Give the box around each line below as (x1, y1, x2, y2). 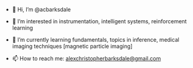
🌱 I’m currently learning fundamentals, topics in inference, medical (12, 36, 180, 43)
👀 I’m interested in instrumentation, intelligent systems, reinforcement (12, 18, 188, 25)
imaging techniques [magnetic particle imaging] (12, 43, 133, 50)
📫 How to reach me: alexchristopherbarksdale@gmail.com (12, 55, 161, 62)
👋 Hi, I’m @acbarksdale (12, 6, 71, 13)
